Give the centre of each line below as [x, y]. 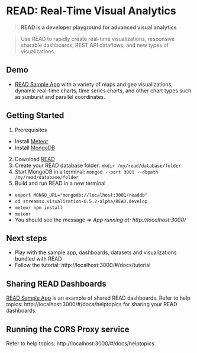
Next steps [27, 238]
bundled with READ [38, 259]
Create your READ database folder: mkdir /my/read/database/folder [98, 165]
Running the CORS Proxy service [68, 329]
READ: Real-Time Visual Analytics [91, 11]
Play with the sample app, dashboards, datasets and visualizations [96, 252]
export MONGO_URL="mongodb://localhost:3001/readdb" [81, 195]
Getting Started [35, 116]
